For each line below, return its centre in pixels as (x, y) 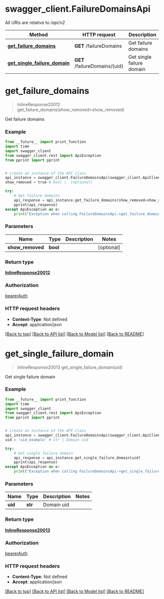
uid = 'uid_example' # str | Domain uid (47, 440)
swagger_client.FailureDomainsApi (78, 9)
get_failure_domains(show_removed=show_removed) (71, 110)
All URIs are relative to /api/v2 (35, 22)
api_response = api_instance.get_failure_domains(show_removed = (81, 200)
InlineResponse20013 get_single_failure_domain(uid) (70, 367)
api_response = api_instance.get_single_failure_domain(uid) (77, 458)
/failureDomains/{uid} (99, 66)
